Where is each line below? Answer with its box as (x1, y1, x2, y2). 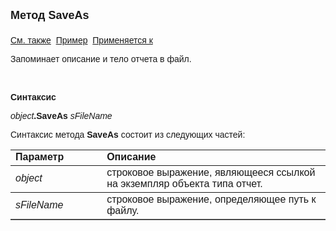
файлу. (106, 205, 140, 216)
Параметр (15, 151, 65, 163)
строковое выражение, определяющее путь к (106, 194, 317, 205)
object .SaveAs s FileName (10, 110, 113, 121)
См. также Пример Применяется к (10, 35, 153, 46)
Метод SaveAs (10, 9, 90, 22)
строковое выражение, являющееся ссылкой (106, 167, 316, 178)
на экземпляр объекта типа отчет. (106, 178, 263, 189)
